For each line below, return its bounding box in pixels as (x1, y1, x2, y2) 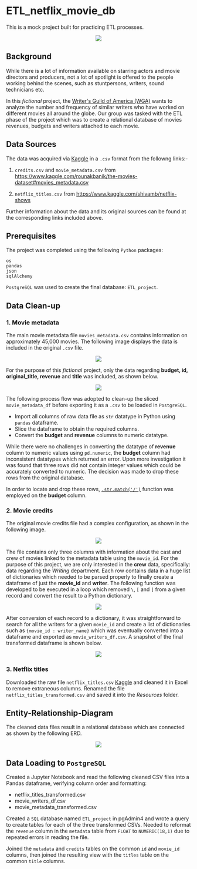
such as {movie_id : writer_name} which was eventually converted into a (6, 627, 184, 634)
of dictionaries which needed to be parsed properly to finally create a (6, 573, 174, 581)
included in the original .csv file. (6, 344, 84, 351)
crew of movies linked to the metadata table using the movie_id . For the (6, 555, 178, 562)
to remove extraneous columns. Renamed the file (6, 685, 125, 692)
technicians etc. (6, 86, 45, 93)
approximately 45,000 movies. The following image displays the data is (6, 338, 178, 345)
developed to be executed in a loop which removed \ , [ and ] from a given (6, 586, 186, 593)
